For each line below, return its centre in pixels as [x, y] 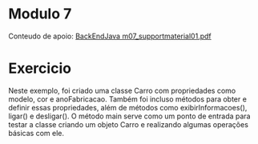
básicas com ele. [36, 133]
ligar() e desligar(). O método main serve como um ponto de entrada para [129, 116]
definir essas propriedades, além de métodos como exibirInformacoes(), [128, 107]
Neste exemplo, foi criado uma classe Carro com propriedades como [122, 90]
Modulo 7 [40, 14]
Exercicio [40, 68]
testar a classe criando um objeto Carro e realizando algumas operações [128, 124]
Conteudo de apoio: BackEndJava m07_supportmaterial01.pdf [110, 36]
